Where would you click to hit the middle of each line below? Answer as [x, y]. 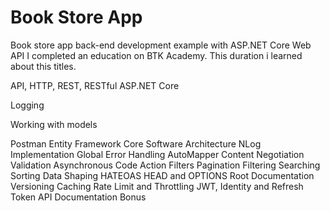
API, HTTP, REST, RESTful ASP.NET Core [95, 85]
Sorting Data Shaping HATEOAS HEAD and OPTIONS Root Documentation [162, 175]
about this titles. [43, 66]
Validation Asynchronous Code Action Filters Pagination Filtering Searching [165, 165]
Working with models [54, 124]
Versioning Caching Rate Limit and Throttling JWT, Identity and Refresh [157, 186]
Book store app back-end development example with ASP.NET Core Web [161, 45]
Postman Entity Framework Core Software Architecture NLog [136, 143]
